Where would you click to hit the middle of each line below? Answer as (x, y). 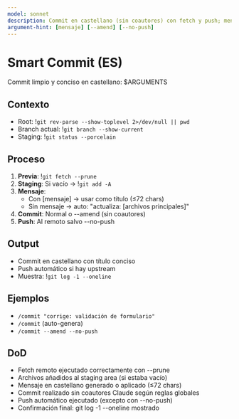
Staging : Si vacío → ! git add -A (64, 184)
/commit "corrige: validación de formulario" (86, 316)
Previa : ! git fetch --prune (57, 176)
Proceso (26, 159)
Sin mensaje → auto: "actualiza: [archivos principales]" (109, 206)
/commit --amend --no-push (58, 332)
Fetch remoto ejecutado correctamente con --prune (94, 370)
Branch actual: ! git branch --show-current (80, 129)
